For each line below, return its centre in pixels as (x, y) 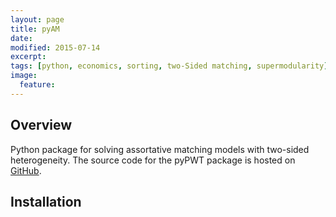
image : (24, 76)
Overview (41, 125)
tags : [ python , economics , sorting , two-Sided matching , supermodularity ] (169, 66)
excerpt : (28, 57)
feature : (37, 85)
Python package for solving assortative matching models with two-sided (160, 149)
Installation (46, 201)
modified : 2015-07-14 (55, 47)
